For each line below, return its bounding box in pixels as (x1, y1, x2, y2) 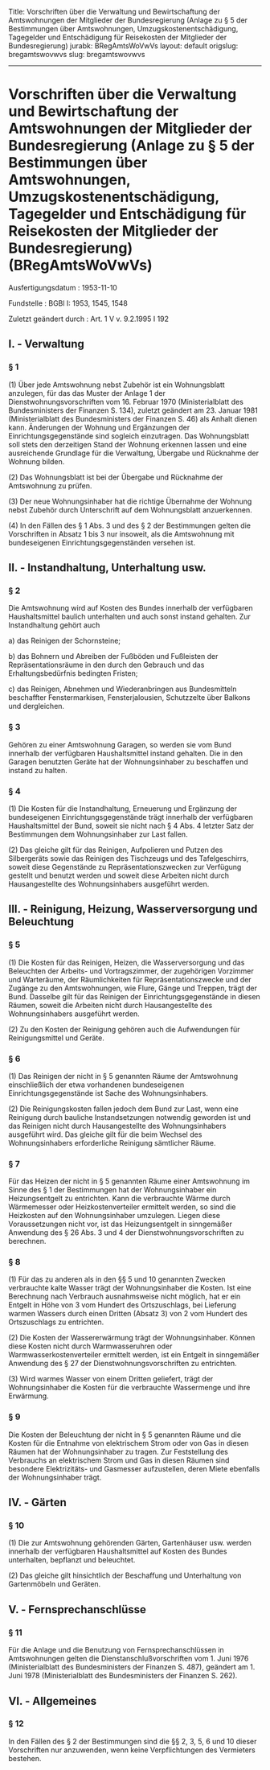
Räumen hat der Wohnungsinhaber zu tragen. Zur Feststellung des (8, 1447, 229, 1456)
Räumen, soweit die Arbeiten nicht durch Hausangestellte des (8, 1000, 213, 1010)
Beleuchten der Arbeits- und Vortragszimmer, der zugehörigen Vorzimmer (8, 965, 255, 976)
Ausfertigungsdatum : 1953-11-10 (8, 282, 118, 292)
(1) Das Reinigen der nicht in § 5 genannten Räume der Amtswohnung (8, 1071, 239, 1081)
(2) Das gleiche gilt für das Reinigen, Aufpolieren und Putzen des (8, 845, 223, 854)
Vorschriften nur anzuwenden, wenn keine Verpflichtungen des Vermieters (8, 1745, 256, 1755)
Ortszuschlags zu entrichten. (8, 1317, 104, 1327)
